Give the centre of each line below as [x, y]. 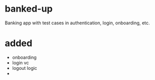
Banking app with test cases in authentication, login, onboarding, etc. [77, 23]
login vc [20, 63]
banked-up [29, 9]
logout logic [25, 68]
